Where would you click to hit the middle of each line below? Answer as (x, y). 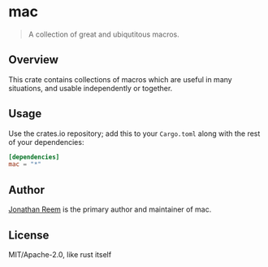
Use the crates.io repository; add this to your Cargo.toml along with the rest (134, 133)
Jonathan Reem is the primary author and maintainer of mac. (110, 209)
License (29, 235)
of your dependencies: (46, 142)
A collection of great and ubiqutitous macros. (104, 34)
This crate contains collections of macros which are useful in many (121, 79)
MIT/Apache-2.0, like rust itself (60, 254)
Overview (34, 60)
